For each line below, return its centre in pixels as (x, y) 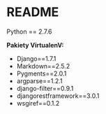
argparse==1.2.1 (39, 80)
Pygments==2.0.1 (41, 73)
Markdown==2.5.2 (43, 66)
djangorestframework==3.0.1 (58, 96)
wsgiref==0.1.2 (38, 103)
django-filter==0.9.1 (45, 88)
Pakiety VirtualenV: (35, 45)
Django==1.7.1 (36, 58)
